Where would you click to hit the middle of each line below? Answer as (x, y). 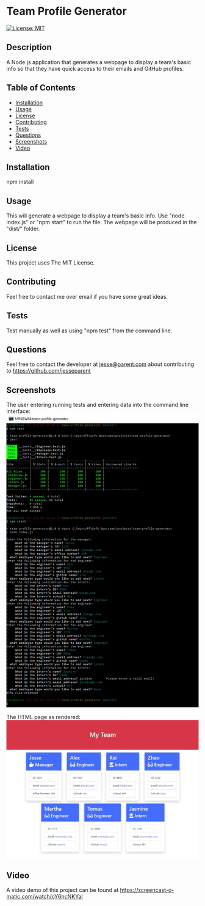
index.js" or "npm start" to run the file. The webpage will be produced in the (102, 222)
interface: (18, 411)
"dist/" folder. (23, 229)
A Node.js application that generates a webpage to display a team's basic (99, 62)
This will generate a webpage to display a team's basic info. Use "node (95, 216)
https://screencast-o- (147, 890)
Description (29, 47)
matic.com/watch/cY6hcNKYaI (45, 897)
